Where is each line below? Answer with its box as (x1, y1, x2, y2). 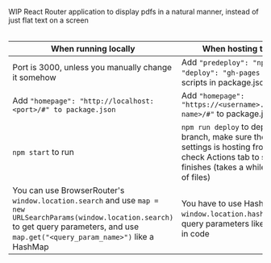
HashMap (12, 241, 50, 253)
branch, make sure (181, 131, 252, 142)
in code (181, 228, 210, 239)
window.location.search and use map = (12, 195, 159, 206)
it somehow (12, 72, 56, 83)
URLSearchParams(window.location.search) (12, 213, 174, 222)
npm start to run (12, 147, 74, 157)
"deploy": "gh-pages (181, 69, 261, 77)
